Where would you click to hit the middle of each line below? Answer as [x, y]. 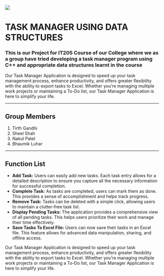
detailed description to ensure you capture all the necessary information [85, 181]
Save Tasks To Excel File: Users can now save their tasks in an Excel [82, 228]
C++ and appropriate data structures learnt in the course [74, 65]
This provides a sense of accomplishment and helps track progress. [80, 196]
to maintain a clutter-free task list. [46, 207]
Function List [25, 164]
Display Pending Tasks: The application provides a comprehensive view [85, 212]
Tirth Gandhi [25, 128]
